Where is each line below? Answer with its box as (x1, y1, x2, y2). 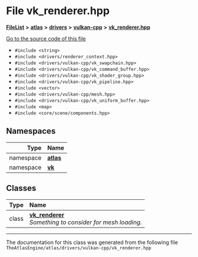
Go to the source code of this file (6, 35, 86, 42)
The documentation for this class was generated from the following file (6, 239, 179, 246)
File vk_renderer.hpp (6, 4, 110, 18)
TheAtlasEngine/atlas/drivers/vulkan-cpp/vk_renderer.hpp (6, 245, 151, 251)
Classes (6, 183, 37, 193)
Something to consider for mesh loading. (29, 218, 143, 226)
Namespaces (6, 126, 56, 136)
